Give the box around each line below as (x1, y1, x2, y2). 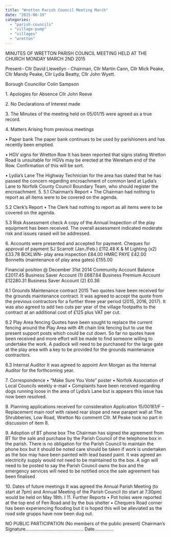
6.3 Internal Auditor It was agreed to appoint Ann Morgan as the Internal (5, 362, 157, 368)
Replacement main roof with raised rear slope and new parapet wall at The (5, 409, 162, 415)
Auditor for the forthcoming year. (5, 367, 75, 373)
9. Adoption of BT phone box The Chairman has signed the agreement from (5, 429, 164, 436)
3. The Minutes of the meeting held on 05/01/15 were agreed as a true (5, 111, 152, 117)
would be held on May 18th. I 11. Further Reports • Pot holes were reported (5, 494, 162, 500)
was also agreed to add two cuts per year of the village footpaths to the (5, 304, 156, 310)
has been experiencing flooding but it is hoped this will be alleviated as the (5, 505, 162, 511)
